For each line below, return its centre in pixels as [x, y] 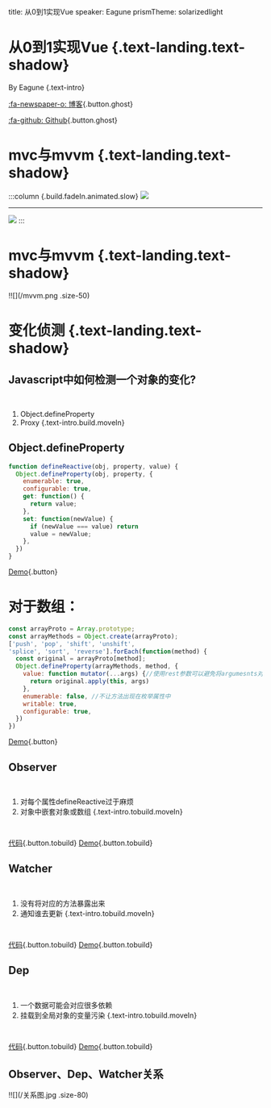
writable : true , [50, 704]
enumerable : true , [54, 481]
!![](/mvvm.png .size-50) [49, 295]
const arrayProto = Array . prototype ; [72, 629]
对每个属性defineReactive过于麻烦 [77, 802]
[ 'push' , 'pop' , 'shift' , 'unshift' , [72, 644]
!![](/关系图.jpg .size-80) [48, 1095]
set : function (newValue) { [68, 519]
